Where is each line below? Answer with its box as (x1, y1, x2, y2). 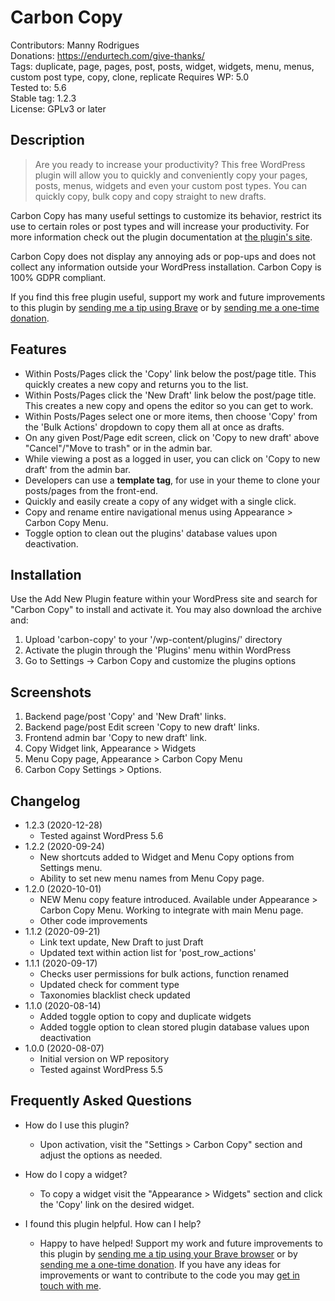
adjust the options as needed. (39, 1149, 163, 1161)
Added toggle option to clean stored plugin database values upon (39, 1021, 310, 1033)
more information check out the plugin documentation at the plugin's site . (10, 231, 313, 243)
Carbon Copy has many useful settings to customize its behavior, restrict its (10, 209, 322, 221)
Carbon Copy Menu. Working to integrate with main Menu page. (39, 904, 304, 916)
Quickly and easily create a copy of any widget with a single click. (24, 495, 297, 507)
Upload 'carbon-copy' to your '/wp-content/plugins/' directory (24, 634, 283, 646)
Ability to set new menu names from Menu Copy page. (39, 872, 265, 884)
